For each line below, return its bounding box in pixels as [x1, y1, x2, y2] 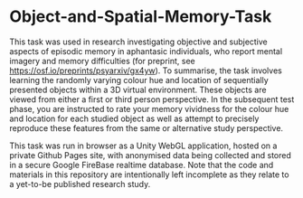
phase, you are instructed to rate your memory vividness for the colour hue [9, 103, 289, 114]
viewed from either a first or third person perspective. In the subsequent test [9, 93, 295, 105]
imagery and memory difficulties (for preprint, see [9, 55, 196, 66]
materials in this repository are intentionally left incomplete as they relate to [9, 169, 289, 180]
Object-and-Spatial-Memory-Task [9, 6, 272, 27]
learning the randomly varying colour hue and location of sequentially [9, 74, 269, 85]
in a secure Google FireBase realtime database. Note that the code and [9, 159, 274, 170]
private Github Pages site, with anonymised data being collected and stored [9, 149, 292, 160]
